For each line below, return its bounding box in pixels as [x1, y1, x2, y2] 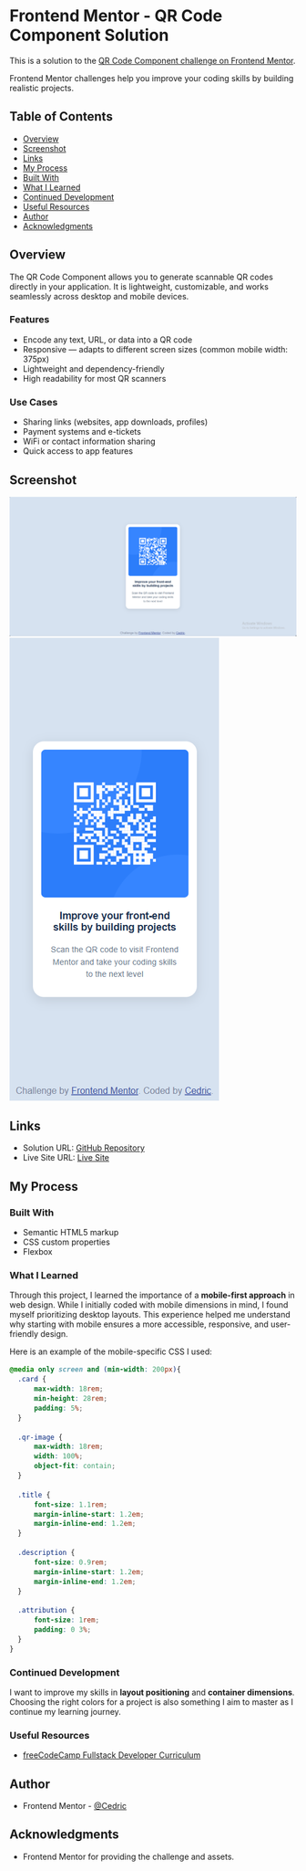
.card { [17, 1375, 47, 1384]
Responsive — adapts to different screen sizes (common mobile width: [22, 343, 289, 354]
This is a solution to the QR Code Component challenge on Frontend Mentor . [9, 55, 296, 66]
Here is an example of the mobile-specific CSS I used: [9, 1346, 212, 1357]
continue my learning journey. [9, 1706, 121, 1717]
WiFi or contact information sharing [22, 436, 157, 447]
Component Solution [9, 25, 169, 46]
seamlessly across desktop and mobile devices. [9, 290, 189, 301]
